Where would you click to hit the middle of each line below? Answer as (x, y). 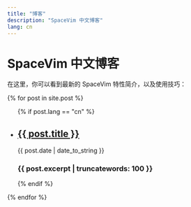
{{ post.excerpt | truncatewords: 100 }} (85, 169)
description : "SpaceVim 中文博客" (55, 20)
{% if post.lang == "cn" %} (56, 112)
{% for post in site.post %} (45, 98)
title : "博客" (27, 14)
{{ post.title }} (48, 134)
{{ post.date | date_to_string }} (61, 150)
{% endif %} (35, 184)
